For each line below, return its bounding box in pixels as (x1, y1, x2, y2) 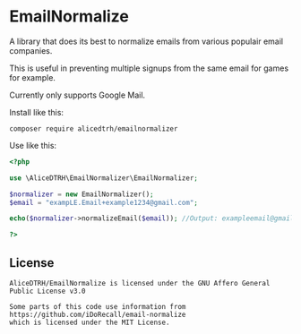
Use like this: (9, 140, 56, 150)
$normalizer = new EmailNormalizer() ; (9, 190, 154, 199)
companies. (9, 45, 53, 56)
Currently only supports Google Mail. (9, 90, 146, 100)
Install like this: (9, 107, 64, 117)
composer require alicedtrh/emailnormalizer (9, 124, 178, 133)
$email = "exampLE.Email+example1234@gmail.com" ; (9, 198, 199, 207)
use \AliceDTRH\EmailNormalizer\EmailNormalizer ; (9, 173, 199, 183)
